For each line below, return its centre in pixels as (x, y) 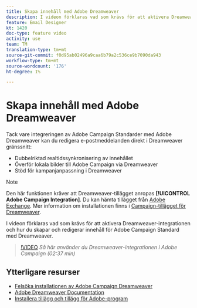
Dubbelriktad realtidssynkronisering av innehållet (74, 158)
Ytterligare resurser (43, 272)
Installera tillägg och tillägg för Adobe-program (71, 299)
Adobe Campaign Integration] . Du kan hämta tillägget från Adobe (86, 199)
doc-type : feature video (36, 33)
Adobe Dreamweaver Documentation (59, 292)
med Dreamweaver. (30, 236)
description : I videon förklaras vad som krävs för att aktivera (87, 17)
